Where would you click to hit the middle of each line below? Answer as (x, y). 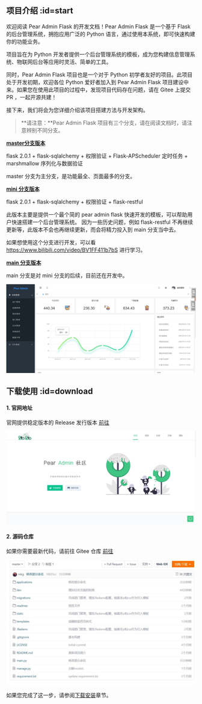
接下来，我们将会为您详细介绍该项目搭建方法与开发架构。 (77, 110)
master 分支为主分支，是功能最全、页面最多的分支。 (71, 176)
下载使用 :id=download (50, 391)
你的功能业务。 (25, 42)
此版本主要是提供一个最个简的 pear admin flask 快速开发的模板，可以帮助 (97, 214)
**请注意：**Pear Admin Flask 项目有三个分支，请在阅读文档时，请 (104, 123)
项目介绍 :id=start (40, 11)
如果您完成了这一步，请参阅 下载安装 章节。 (59, 695)
